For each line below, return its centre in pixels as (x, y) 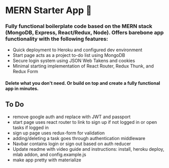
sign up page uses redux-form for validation (59, 133)
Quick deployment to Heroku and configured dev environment (77, 50)
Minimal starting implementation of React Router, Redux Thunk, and (83, 66)
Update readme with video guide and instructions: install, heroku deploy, (88, 149)
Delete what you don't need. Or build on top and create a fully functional (83, 83)
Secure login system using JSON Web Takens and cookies (74, 61)
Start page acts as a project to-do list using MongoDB (69, 55)
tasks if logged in (31, 127)
